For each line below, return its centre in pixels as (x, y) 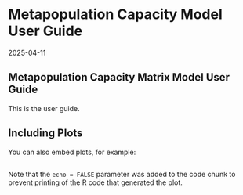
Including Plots (45, 134)
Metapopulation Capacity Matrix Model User (119, 77)
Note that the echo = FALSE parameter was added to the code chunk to (122, 174)
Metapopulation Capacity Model (115, 14)
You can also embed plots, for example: (72, 152)
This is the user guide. (44, 108)
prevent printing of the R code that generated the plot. (95, 182)
